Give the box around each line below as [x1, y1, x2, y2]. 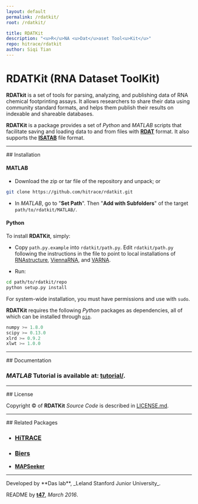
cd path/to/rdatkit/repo [6, 279, 67, 286]
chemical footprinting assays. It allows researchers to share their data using [6, 98, 190, 105]
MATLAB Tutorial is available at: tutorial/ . [6, 372, 126, 380]
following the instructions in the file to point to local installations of [14, 250, 176, 257]
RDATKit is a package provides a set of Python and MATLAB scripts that [6, 121, 181, 128]
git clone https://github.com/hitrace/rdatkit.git [6, 189, 133, 195]
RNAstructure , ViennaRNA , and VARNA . [14, 257, 111, 264]
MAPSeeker [14, 463, 45, 470]
